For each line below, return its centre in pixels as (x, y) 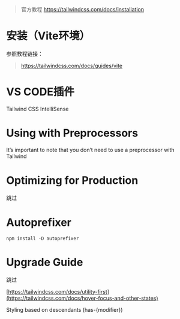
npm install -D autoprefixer (43, 238)
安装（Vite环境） (48, 36)
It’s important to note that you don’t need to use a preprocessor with (91, 150)
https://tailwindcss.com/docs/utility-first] (59, 291)
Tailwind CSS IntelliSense (37, 109)
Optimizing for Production (72, 180)
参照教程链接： (25, 53)
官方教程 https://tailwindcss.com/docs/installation (82, 9)
